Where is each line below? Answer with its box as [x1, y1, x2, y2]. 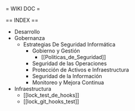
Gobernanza [14, 35, 45, 41]
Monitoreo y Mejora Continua [32, 79, 105, 86]
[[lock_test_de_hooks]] [23, 92, 79, 98]
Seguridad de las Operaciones [32, 60, 107, 67]
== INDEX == [5, 17, 39, 23]
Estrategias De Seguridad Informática [23, 41, 116, 48]
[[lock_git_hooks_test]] [23, 98, 79, 105]
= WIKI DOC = [5, 5, 41, 12]
